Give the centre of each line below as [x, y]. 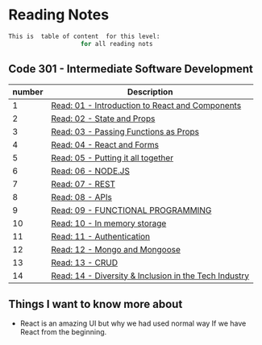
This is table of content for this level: [84, 36]
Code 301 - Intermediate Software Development [131, 69]
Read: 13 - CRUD [85, 262]
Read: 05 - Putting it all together [112, 157]
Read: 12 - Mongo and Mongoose [116, 249]
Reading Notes [59, 15]
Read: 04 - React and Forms [105, 144]
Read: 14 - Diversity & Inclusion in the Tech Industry [150, 276]
